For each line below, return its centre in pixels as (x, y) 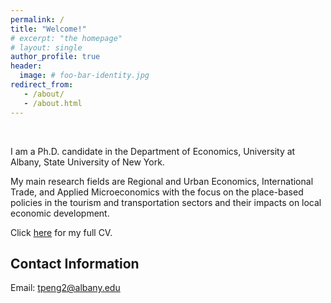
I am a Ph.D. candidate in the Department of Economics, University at (153, 151)
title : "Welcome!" (48, 29)
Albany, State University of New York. (87, 162)
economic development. (60, 213)
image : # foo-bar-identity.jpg (84, 76)
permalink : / (37, 19)
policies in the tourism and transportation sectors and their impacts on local (166, 202)
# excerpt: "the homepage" (66, 38)
